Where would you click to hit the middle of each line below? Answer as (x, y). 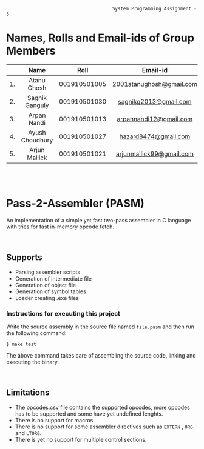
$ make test (21, 344)
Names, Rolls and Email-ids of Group (100, 38)
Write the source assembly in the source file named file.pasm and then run (100, 327)
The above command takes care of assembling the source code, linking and (101, 355)
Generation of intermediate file (53, 278)
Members (31, 51)
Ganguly (37, 105)
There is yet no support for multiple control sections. (81, 439)
